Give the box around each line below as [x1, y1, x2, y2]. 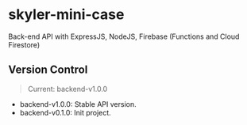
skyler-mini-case [8, 6, 125, 24]
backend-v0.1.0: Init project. [19, 108, 111, 117]
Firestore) [8, 40, 41, 49]
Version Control [8, 63, 88, 77]
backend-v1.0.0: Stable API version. [19, 99, 137, 108]
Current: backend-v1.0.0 [27, 84, 108, 93]
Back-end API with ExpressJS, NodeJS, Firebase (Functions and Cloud [8, 32, 240, 41]
